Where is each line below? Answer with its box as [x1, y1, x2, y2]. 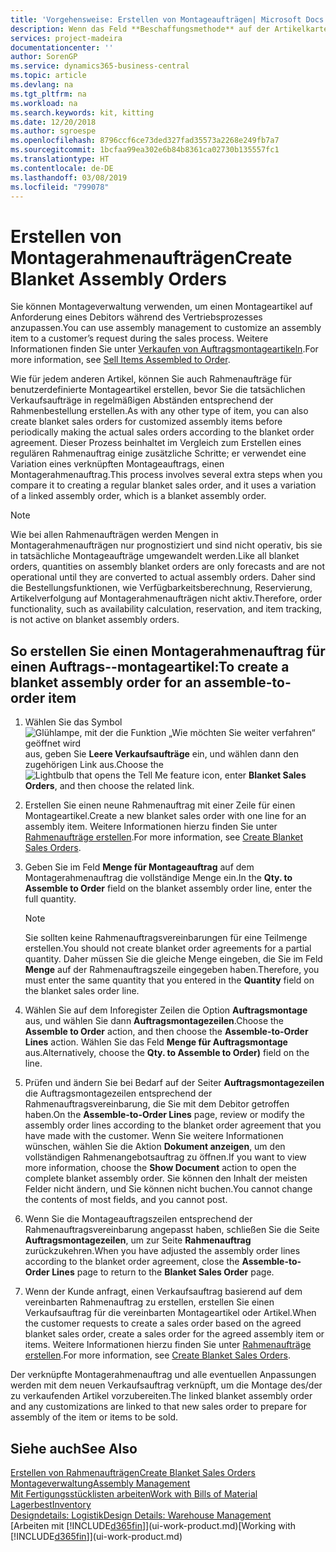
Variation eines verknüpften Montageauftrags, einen [10, 458, 225, 470]
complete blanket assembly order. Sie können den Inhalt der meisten [24, 1172, 308, 1185]
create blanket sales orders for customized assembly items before [10, 416, 283, 428]
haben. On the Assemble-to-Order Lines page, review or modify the [24, 1109, 305, 1121]
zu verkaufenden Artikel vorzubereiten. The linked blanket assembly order [10, 1390, 313, 1402]
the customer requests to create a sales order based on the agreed [24, 1317, 302, 1330]
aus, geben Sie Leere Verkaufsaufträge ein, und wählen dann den [24, 748, 299, 760]
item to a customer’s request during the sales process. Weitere [10, 332, 269, 345]
